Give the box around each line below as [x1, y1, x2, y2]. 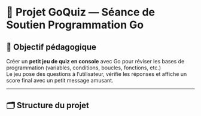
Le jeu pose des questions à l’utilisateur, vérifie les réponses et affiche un [6, 71, 187, 77]
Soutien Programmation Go [6, 18, 144, 32]
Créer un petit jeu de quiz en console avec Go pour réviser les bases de [6, 58, 185, 65]
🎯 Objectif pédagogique [6, 42, 97, 52]
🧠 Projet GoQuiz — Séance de [6, 5, 156, 19]
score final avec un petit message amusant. [6, 77, 114, 84]
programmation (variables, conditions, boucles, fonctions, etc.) [6, 64, 162, 71]
